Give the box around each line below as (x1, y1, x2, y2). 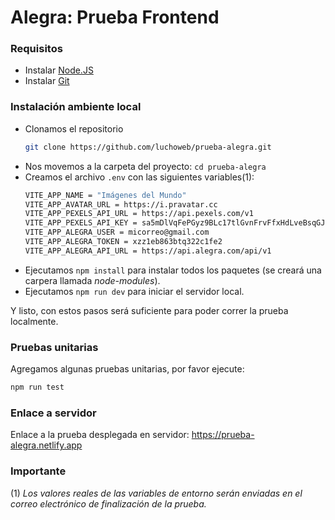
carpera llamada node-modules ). (24, 274, 161, 286)
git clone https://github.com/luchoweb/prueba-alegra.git (24, 142, 272, 152)
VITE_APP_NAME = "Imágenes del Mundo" (24, 190, 187, 200)
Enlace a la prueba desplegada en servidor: (10, 429, 190, 441)
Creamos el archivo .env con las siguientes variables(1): (24, 171, 255, 183)
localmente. (10, 315, 59, 327)
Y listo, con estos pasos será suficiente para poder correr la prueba (10, 304, 289, 316)
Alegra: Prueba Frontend (10, 6, 220, 29)
